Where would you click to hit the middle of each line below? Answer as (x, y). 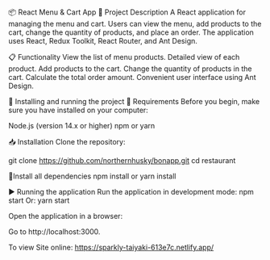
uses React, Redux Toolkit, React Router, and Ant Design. (103, 41)
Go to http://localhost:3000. (54, 232)
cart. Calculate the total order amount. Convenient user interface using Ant (132, 77)
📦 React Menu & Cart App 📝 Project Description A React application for (127, 12)
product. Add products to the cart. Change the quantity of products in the (130, 69)
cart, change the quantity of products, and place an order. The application (131, 32)
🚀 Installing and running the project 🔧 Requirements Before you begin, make (134, 101)
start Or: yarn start (39, 200)
